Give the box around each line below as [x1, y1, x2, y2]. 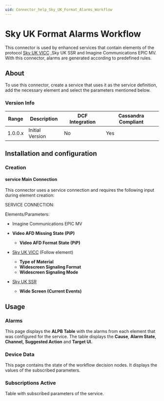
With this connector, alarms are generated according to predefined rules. [5, 55, 152, 61]
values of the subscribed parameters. [5, 367, 81, 373]
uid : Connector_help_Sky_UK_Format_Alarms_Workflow [5, 7, 112, 12]
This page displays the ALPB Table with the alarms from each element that [5, 328, 156, 334]
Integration [69, 118, 96, 125]
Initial [28, 126, 41, 133]
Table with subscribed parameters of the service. [5, 391, 104, 397]
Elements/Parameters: [5, 211, 50, 217]
